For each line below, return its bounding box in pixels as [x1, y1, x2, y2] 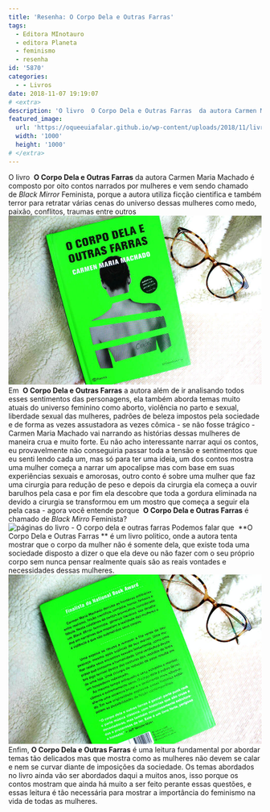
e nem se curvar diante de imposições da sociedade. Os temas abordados [8, 762, 255, 772]
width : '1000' [15, 132, 63, 140]
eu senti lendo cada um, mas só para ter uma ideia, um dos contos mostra [8, 454, 254, 464]
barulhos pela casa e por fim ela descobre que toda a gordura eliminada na [8, 489, 257, 498]
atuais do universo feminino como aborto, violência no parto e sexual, [8, 403, 239, 413]
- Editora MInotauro [15, 30, 84, 38]
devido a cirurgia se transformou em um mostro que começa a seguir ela [8, 497, 250, 507]
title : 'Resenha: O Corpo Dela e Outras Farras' [8, 13, 174, 21]
